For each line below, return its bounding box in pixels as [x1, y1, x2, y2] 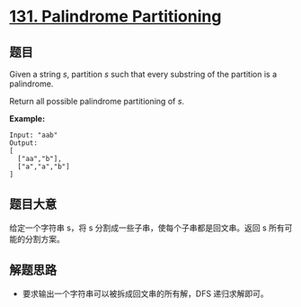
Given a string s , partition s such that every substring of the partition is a [9, 69, 277, 79]
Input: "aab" [9, 131, 58, 140]
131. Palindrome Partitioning [9, 6, 222, 27]
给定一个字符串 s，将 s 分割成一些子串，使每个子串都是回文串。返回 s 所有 [9, 222, 285, 233]
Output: [9, 139, 39, 148]
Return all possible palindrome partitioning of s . [9, 96, 185, 106]
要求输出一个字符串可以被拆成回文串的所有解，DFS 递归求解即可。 [22, 288, 270, 299]
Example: [9, 113, 46, 123]
